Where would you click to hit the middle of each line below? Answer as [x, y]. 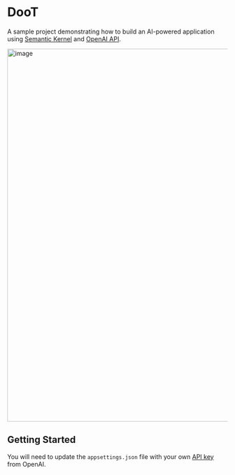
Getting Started [42, 440]
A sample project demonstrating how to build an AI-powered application [111, 31]
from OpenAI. [27, 464]
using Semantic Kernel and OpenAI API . [64, 38]
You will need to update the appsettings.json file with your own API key [111, 456]
